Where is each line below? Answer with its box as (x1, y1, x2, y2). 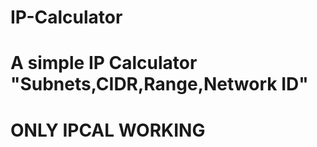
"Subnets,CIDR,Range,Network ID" (10, 73, 309, 96)
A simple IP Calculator (10, 52, 198, 75)
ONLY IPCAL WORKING (10, 119, 206, 141)
